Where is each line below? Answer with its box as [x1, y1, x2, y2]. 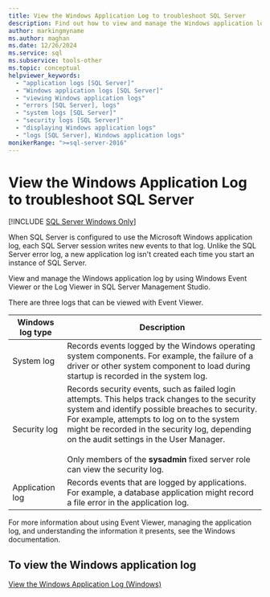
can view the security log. [67, 464, 165, 475]
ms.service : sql [8, 49, 63, 57]
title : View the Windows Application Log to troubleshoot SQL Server [8, 11, 247, 20]
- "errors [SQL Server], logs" [15, 101, 121, 109]
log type [19, 327, 52, 338]
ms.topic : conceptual [8, 64, 81, 72]
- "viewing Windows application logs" [15, 94, 146, 102]
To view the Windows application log [8, 558, 197, 571]
